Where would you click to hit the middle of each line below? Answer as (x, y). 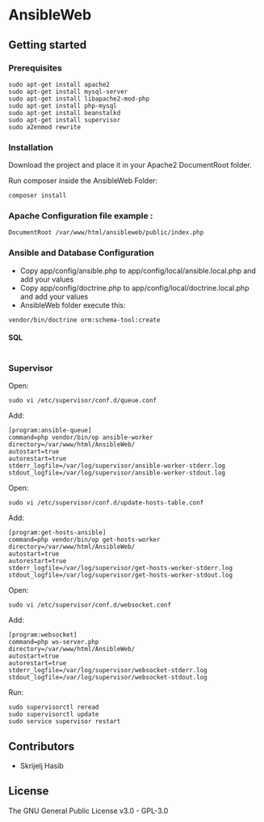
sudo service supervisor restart (65, 722)
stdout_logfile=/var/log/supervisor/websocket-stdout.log (108, 678)
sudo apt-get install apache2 (59, 84)
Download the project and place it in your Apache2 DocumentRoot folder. (130, 165)
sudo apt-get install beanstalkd (65, 113)
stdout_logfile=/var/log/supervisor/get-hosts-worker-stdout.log (120, 575)
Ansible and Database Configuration (82, 253)
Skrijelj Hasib (42, 766)
